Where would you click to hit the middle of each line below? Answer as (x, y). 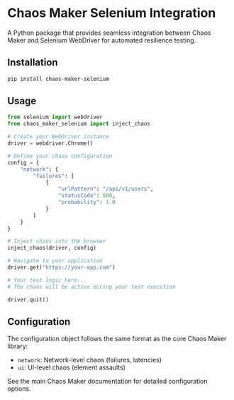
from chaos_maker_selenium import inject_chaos (79, 124)
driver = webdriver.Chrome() (50, 143)
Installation (33, 63)
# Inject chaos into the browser (57, 241)
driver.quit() (28, 299)
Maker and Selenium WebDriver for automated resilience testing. (102, 40)
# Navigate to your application (55, 261)
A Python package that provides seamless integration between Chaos (109, 33)
